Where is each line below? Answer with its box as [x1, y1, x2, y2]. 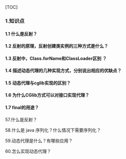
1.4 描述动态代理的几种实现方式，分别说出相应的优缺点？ [5, 68, 122, 74]
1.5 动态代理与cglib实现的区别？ [5, 79, 71, 86]
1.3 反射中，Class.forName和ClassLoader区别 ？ [5, 55, 107, 61]
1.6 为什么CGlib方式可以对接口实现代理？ [5, 92, 90, 98]
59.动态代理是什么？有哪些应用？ [5, 138, 73, 144]
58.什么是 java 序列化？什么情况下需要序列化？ [5, 127, 101, 133]
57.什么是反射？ [5, 116, 37, 122]
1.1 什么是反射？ [5, 31, 37, 37]
